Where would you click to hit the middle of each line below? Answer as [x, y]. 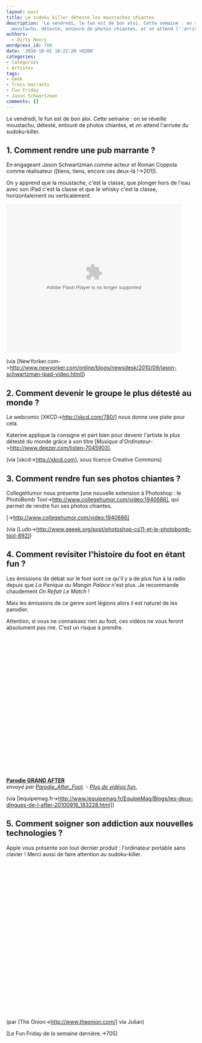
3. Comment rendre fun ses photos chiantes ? [93, 479]
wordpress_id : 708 [29, 46]
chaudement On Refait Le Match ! [48, 591]
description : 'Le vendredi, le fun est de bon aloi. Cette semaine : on [99, 23]
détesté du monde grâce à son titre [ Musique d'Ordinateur [79, 442]
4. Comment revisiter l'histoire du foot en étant [96, 555]
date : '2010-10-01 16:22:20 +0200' [51, 51]
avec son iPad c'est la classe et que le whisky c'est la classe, [82, 189]
